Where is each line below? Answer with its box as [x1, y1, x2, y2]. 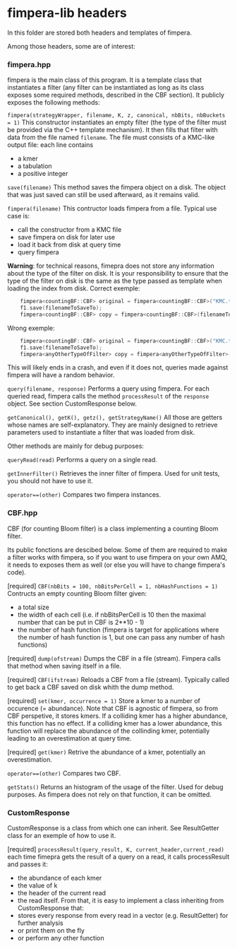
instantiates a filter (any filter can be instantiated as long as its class [7, 83, 205, 92]
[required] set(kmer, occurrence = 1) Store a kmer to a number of [7, 696, 201, 705]
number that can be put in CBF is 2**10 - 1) [17, 618, 145, 626]
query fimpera [17, 248, 59, 257]
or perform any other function [17, 934, 104, 943]
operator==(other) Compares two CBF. [7, 769, 121, 777]
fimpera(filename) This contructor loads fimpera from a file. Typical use [7, 204, 217, 213]
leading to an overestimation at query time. [7, 733, 132, 743]
